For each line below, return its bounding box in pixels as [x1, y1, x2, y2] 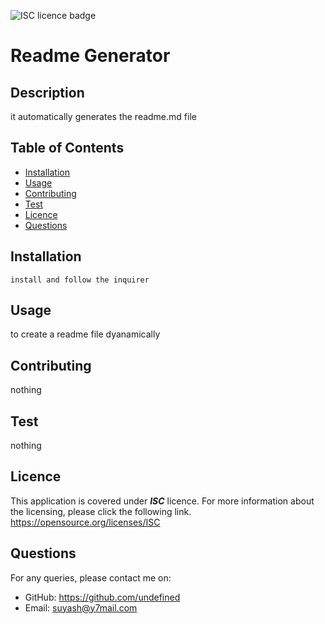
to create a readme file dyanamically [10, 328, 161, 340]
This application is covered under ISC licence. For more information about [10, 495, 315, 507]
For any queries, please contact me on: [10, 571, 172, 584]
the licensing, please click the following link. [10, 505, 192, 517]
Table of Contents [10, 140, 125, 157]
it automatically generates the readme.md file [10, 111, 197, 122]
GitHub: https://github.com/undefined [24, 591, 181, 603]
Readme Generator [10, 45, 171, 67]
